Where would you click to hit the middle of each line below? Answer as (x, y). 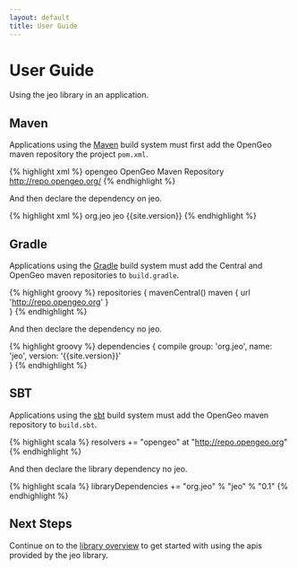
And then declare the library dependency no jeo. (98, 469)
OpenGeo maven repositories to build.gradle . (94, 275)
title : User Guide (43, 26)
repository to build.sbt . (53, 424)
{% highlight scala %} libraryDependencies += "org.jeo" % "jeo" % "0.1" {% (149, 486)
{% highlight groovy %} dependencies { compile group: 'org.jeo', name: (141, 347)
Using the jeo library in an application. (79, 95)
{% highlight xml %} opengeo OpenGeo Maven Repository (117, 172)
